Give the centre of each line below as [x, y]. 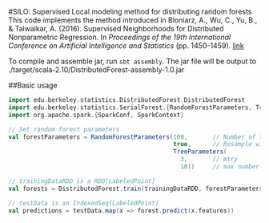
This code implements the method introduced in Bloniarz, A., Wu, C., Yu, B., [133, 20]
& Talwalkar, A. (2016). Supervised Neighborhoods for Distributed [116, 28]
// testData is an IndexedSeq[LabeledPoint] [84, 203]
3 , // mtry [209, 160]
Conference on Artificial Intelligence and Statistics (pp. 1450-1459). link [126, 46]
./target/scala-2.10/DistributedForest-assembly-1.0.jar [96, 70]
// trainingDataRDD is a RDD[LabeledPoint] [82, 181]
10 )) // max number [220, 167]
